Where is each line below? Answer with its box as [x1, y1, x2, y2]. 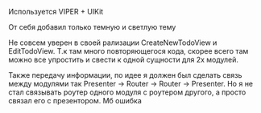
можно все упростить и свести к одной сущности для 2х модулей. [8, 55, 239, 64]
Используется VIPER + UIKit [8, 7, 104, 16]
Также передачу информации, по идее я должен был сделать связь [8, 71, 242, 79]
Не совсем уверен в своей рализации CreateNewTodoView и [8, 38, 217, 47]
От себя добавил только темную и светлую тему [8, 22, 176, 31]
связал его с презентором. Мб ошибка [8, 96, 143, 105]
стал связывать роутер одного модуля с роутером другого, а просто [8, 87, 246, 97]
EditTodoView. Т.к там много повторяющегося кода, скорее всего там [8, 46, 249, 55]
